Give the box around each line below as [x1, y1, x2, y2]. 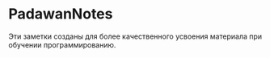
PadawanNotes [8, 5, 113, 23]
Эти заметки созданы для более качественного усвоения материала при [8, 31, 263, 41]
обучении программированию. [8, 39, 116, 49]
